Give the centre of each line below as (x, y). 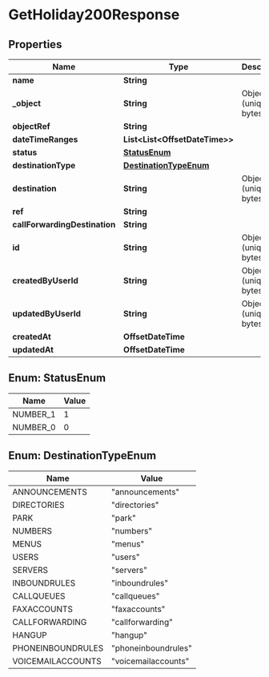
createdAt (32, 336)
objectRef (31, 126)
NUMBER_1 (34, 414)
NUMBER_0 (34, 427)
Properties (35, 44)
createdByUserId (45, 280)
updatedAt (33, 350)
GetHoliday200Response (94, 15)
